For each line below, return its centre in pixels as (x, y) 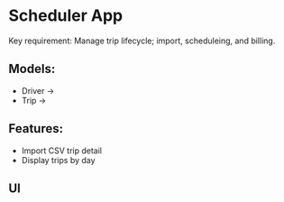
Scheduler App (66, 16)
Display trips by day (58, 160)
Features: (36, 129)
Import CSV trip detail (62, 151)
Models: (32, 69)
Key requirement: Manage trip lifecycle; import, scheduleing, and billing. (142, 41)
